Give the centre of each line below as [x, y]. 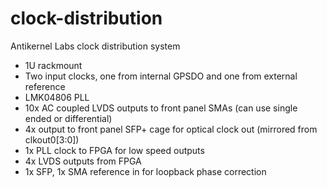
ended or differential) [68, 118]
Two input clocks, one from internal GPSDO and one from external [161, 76]
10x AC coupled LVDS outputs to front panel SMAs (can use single [161, 108]
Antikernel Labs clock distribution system [95, 46]
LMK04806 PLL [57, 97]
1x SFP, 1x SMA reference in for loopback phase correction [145, 171]
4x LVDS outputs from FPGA [83, 161]
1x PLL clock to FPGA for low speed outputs [114, 150]
